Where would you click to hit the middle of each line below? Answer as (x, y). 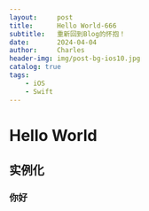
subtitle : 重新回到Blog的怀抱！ (67, 34)
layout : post (41, 17)
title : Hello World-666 (63, 26)
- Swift (39, 91)
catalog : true (35, 67)
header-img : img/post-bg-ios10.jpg (75, 59)
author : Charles (47, 51)
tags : (19, 75)
